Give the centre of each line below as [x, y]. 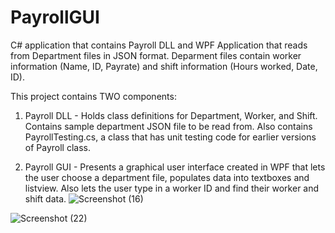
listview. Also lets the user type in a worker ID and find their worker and [172, 188]
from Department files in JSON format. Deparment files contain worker [156, 55]
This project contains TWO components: [93, 96]
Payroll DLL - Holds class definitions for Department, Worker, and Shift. [171, 115]
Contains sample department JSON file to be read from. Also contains [168, 126]
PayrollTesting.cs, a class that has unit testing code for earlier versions [170, 137]
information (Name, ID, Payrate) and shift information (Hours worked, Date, [164, 66]
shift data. [45, 198]
